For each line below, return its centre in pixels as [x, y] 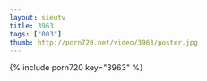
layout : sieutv [38, 17]
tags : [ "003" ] [36, 34]
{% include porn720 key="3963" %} [76, 68]
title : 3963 [31, 26]
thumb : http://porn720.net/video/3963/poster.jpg [104, 42]
